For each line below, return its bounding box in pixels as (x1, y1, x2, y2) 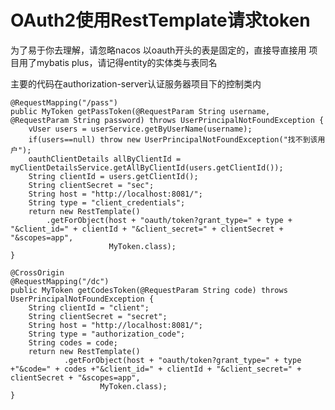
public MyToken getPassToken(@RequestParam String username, (10, 106, 271, 116)
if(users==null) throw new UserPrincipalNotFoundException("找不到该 (28, 134, 318, 145)
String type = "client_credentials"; (28, 197, 186, 208)
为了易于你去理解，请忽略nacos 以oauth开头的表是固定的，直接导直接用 (10, 44, 307, 56)
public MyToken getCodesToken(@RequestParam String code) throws (10, 285, 288, 295)
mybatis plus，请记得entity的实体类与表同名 (36, 56, 218, 68)
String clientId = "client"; (28, 302, 150, 313)
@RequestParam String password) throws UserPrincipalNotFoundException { (10, 115, 325, 125)
